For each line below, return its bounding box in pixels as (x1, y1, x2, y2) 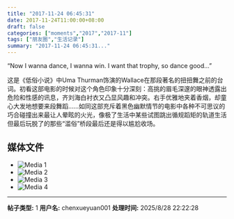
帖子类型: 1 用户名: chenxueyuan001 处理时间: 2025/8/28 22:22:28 (7, 203, 199, 212)
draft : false (7, 23, 45, 30)
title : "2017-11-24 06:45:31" (7, 10, 95, 17)
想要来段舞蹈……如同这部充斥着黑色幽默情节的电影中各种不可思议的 (31, 102, 226, 110)
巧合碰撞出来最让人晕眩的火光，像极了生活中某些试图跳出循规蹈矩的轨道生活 (7, 111, 227, 119)
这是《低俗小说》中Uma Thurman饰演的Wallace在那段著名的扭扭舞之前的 (7, 76, 217, 84)
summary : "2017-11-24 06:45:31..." (7, 42, 111, 49)
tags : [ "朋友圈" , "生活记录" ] (7, 36, 85, 43)
